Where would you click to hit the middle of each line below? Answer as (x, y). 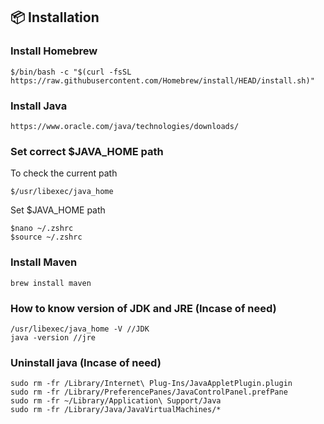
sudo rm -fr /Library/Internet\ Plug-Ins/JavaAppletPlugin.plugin (151, 384)
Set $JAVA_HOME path (58, 210)
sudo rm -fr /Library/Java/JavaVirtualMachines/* (116, 410)
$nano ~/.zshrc (42, 229)
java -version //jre (53, 337)
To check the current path (64, 173)
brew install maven (51, 283)
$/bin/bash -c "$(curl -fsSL (71, 72)
